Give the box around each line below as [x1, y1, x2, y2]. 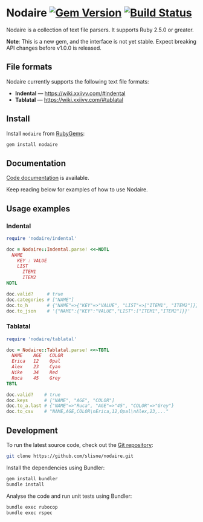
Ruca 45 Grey [11, 375, 61, 381]
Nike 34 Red [11, 369, 59, 375]
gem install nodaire [6, 141, 59, 148]
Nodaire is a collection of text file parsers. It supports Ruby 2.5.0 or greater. [6, 26, 195, 33]
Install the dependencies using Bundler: [6, 464, 105, 471]
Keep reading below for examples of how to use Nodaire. [6, 186, 148, 193]
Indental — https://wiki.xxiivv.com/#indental [14, 90, 126, 97]
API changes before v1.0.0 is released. [6, 44, 101, 51]
